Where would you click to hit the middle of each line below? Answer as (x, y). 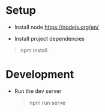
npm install (34, 50)
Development (40, 75)
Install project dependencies (49, 38)
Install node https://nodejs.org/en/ (57, 27)
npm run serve (47, 102)
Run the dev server (38, 91)
